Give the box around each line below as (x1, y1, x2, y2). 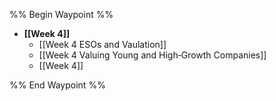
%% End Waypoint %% (9, 79, 106, 91)
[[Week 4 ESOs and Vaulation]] (38, 39, 167, 50)
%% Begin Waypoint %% (9, 9, 114, 20)
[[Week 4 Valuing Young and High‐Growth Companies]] (38, 49, 267, 61)
